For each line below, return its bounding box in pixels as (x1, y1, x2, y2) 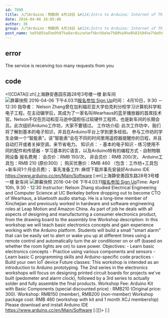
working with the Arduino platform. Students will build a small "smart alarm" (5, 227, 161, 233)
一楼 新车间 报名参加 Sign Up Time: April (5, 179, 159, 185)
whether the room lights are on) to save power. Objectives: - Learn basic (5, 243, 154, 249)
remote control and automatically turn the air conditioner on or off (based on (5, 238, 162, 244)
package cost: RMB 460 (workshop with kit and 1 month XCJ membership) (5, 296, 159, 302)
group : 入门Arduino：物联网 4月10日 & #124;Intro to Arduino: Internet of (5, 26, 156, 31)
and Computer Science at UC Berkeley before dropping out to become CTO (5, 190, 161, 196)
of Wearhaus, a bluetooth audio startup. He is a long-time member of (5, 195, 147, 201)
